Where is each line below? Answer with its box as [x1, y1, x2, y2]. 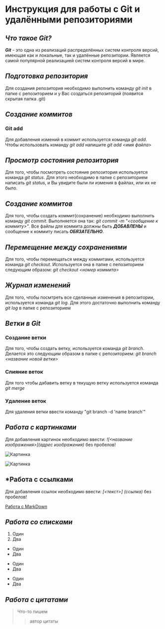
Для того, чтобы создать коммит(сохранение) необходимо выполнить [5, 213, 155, 219]
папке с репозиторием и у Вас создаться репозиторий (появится [5, 90, 144, 96]
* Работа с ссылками [5, 475, 73, 484]
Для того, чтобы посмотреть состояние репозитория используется [5, 169, 148, 175]
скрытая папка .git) [5, 95, 46, 101]
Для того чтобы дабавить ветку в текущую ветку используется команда [5, 379, 159, 386]
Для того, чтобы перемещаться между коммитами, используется [5, 256, 145, 262]
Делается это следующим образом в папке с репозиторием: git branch [5, 351, 157, 357]
